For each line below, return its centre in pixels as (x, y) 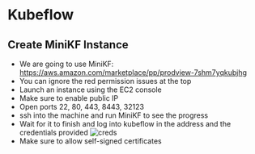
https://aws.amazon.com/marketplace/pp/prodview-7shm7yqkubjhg (133, 73)
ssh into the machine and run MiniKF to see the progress (114, 115)
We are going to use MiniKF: (66, 64)
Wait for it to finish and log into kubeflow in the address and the (125, 124)
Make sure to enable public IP (69, 98)
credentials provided (53, 132)
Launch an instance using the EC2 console (91, 89)
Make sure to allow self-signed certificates (91, 141)
